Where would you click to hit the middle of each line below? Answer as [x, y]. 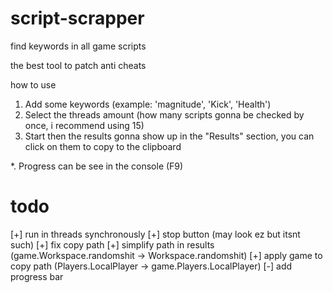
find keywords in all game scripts [78, 46]
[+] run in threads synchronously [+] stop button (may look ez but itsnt [155, 234]
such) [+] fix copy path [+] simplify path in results [112, 244]
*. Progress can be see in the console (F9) [97, 166]
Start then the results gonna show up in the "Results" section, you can [169, 136]
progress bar [37, 276]
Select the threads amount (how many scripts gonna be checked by [164, 114]
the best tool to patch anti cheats [78, 65]
